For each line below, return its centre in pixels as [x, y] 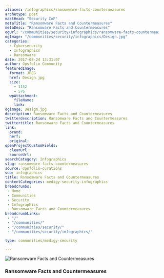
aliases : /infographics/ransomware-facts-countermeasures [65, 10]
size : [15, 82]
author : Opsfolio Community [34, 64]
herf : [15, 137]
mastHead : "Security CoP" [31, 19]
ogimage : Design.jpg [26, 109]
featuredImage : [20, 69]
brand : [16, 132]
